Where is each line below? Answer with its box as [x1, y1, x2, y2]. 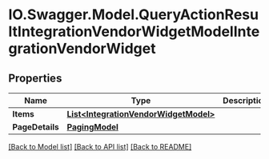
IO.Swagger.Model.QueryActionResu [8, 6, 259, 24]
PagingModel [66, 121, 118, 133]
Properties [8, 71, 62, 85]
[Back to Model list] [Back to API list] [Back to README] [8, 142, 192, 151]
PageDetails [12, 121, 60, 133]
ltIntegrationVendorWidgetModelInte [8, 22, 260, 41]
